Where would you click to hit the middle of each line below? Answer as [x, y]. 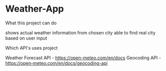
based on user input [26, 38]
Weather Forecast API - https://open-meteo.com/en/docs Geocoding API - [83, 58]
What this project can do [31, 23]
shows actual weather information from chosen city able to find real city [80, 32]
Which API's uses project [31, 48]
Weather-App [35, 9]
